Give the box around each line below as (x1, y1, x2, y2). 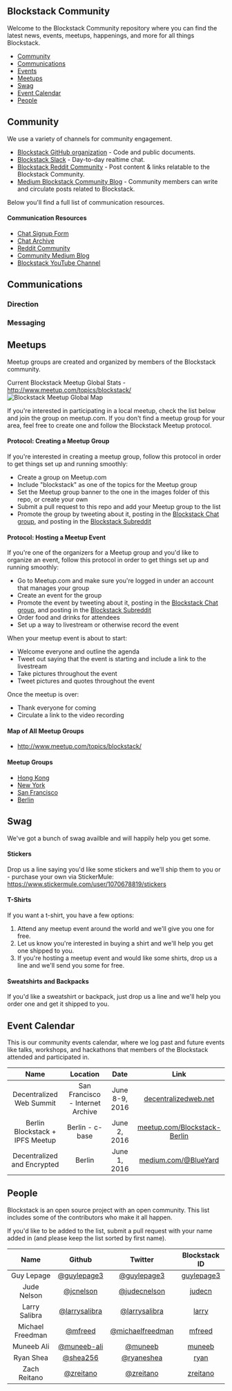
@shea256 (62, 1352, 99, 1362)
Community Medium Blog (17, 251, 90, 259)
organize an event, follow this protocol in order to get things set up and (7, 556, 209, 564)
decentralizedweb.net (144, 1094, 215, 1103)
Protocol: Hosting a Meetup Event (7, 533, 106, 542)
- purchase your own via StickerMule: (7, 872, 114, 881)
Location (70, 1069, 100, 1078)
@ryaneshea (121, 1352, 163, 1362)
